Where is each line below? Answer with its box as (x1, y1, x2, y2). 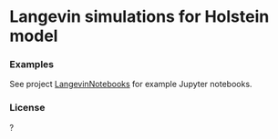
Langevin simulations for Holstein (9, 6, 270, 27)
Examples (9, 58, 55, 71)
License (9, 102, 46, 114)
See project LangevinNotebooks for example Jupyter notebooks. (9, 79, 252, 90)
